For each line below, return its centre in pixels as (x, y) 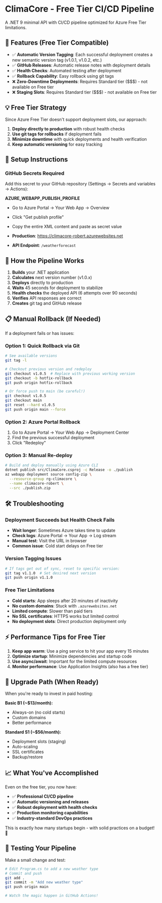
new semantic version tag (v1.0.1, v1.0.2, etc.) (57, 60)
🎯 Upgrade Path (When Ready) (52, 682)
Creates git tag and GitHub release (47, 303)
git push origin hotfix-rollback (39, 383)
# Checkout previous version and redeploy (48, 369)
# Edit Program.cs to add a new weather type (52, 869)
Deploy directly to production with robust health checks (68, 129)
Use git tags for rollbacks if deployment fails (57, 134)
